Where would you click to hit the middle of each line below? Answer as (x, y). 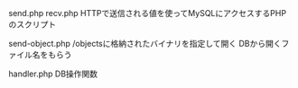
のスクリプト (32, 24)
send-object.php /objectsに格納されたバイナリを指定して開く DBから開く (145, 44)
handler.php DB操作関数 (53, 74)
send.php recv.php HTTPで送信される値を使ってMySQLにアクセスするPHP (147, 13)
